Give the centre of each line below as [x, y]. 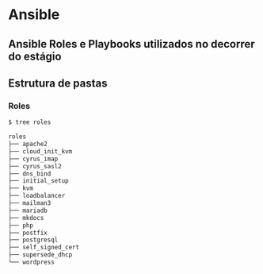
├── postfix [28, 233]
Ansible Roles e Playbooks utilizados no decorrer [131, 44]
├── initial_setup [38, 181]
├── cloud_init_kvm [40, 151]
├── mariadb [28, 210]
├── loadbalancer [37, 196]
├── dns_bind [30, 174]
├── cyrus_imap [33, 159]
